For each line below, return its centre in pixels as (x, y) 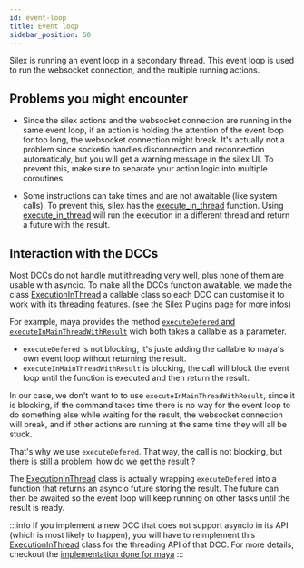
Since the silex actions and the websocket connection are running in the (157, 121)
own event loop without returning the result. (104, 358)
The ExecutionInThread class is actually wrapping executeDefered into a (143, 479)
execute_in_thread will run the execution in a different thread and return (156, 215)
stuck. (21, 434)
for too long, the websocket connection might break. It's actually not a (154, 140)
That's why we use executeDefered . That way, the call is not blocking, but (146, 451)
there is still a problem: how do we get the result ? (103, 461)
